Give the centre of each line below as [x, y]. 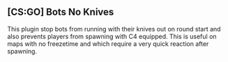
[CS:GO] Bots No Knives [61, 12]
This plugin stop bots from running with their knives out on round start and [114, 29]
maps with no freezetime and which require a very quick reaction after [108, 44]
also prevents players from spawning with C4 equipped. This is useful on [112, 36]
